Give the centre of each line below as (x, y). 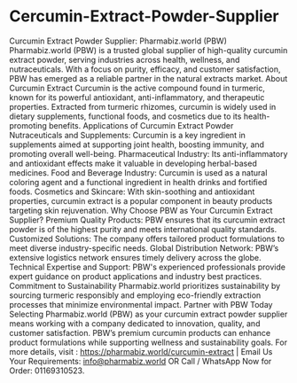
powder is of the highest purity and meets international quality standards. (143, 229)
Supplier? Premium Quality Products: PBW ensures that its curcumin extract (147, 220)
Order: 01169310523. (47, 371)
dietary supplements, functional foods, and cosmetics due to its (125, 116)
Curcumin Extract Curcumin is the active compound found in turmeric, (137, 88)
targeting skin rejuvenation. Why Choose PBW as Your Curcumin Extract (141, 210)
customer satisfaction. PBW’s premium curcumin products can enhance (140, 332)
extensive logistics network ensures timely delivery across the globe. (135, 257)
